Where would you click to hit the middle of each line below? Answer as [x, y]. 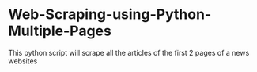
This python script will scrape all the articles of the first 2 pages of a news [129, 52]
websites [23, 61]
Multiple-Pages [60, 31]
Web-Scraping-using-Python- [110, 14]
